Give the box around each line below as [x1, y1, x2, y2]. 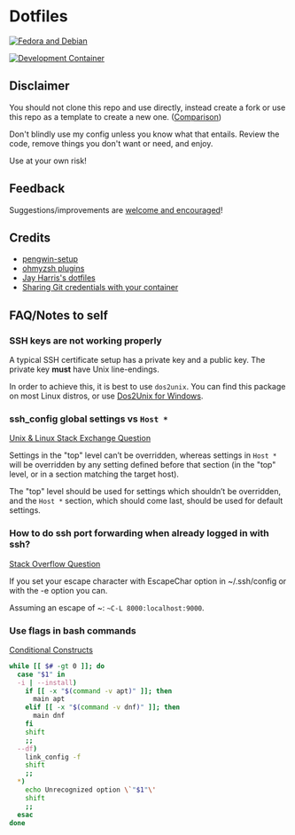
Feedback [9, 181, 66, 196]
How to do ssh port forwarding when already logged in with [9, 527, 269, 540]
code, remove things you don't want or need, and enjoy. [9, 138, 213, 148]
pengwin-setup [21, 254, 78, 264]
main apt [32, 695, 66, 704]
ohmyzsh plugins [21, 264, 85, 274]
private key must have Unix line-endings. [9, 364, 159, 374]
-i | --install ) [17, 678, 77, 687]
